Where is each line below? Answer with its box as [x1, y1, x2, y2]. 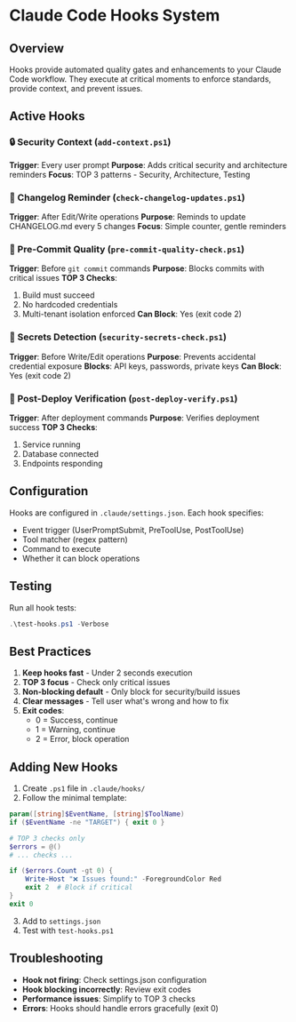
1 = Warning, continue [35, 724, 116, 735]
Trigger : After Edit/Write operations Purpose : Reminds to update [9, 211, 246, 222]
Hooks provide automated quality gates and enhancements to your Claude [9, 64, 282, 75]
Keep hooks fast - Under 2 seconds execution [21, 667, 193, 678]
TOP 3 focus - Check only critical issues [21, 677, 171, 688]
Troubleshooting [9, 951, 104, 966]
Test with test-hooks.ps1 [21, 925, 114, 936]
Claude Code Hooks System [9, 5, 220, 26]
